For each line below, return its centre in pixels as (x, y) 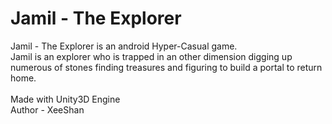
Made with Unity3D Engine (65, 99)
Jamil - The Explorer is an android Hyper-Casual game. (124, 46)
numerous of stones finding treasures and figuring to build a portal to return (166, 67)
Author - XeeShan (47, 109)
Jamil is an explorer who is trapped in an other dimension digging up (151, 56)
